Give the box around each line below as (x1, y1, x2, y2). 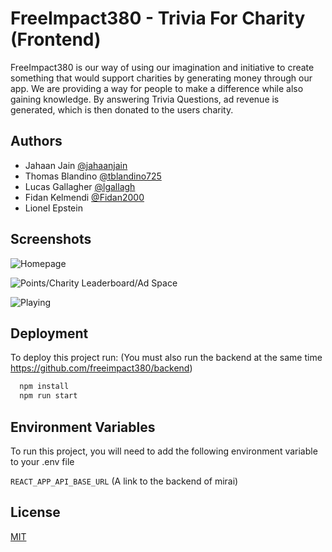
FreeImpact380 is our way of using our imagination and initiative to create (10, 61, 315, 73)
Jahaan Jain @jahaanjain (24, 159, 128, 171)
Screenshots (10, 231, 92, 248)
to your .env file (10, 455, 75, 467)
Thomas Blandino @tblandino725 (24, 170, 162, 182)
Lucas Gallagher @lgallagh (24, 180, 136, 192)
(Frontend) (10, 28, 102, 51)
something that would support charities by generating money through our (10, 72, 313, 84)
